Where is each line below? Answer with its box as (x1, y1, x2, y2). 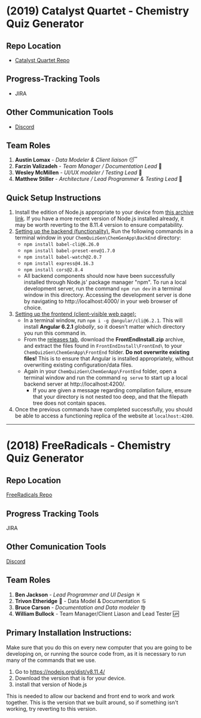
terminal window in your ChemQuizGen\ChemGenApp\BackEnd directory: (14, 234, 181, 241)
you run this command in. (23, 329, 87, 337)
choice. (23, 304, 42, 311)
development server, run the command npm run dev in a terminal (23, 285, 182, 292)
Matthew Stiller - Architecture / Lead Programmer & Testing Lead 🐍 (14, 175, 182, 183)
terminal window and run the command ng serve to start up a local (23, 374, 188, 381)
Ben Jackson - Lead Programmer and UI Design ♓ (14, 591, 141, 598)
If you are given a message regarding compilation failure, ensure (32, 387, 192, 394)
